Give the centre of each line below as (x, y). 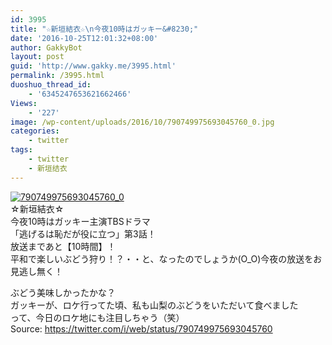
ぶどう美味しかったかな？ (63, 292)
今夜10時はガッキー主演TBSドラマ (80, 221)
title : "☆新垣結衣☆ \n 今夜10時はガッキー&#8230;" (104, 29)
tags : (21, 150)
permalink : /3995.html (57, 76)
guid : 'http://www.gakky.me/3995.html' (93, 66)
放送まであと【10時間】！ (63, 246)
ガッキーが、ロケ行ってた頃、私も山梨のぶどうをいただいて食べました (154, 305)
